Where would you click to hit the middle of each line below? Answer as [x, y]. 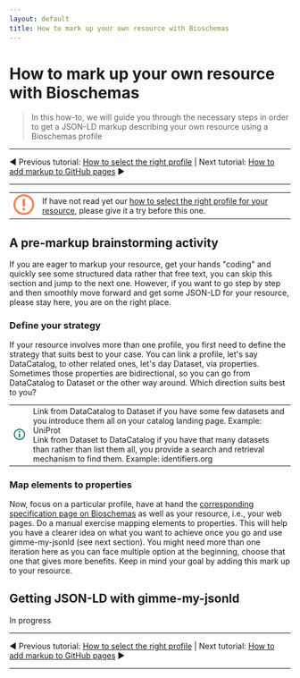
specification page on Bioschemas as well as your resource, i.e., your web [146, 513]
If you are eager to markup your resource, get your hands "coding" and [140, 265]
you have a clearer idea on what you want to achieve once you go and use [146, 533]
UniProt [46, 430]
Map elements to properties [71, 485]
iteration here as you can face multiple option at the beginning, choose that [147, 552]
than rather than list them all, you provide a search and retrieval [149, 449]
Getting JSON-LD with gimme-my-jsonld [125, 599]
